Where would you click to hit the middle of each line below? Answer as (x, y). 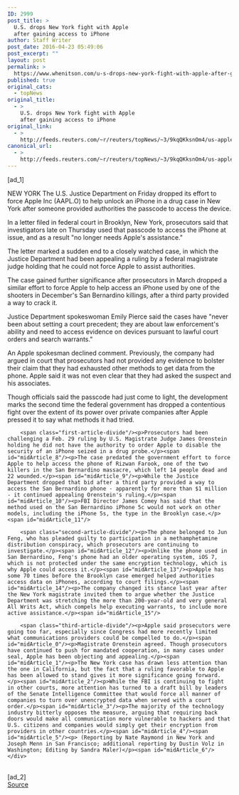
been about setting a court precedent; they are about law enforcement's (113, 324)
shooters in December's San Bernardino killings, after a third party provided (118, 295)
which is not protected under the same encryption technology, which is (117, 563)
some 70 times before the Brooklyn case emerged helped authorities (111, 576)
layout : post (27, 60)
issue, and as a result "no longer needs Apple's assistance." (95, 237)
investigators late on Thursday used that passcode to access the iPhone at (117, 230)
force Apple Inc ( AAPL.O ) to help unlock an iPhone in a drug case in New (114, 201)
